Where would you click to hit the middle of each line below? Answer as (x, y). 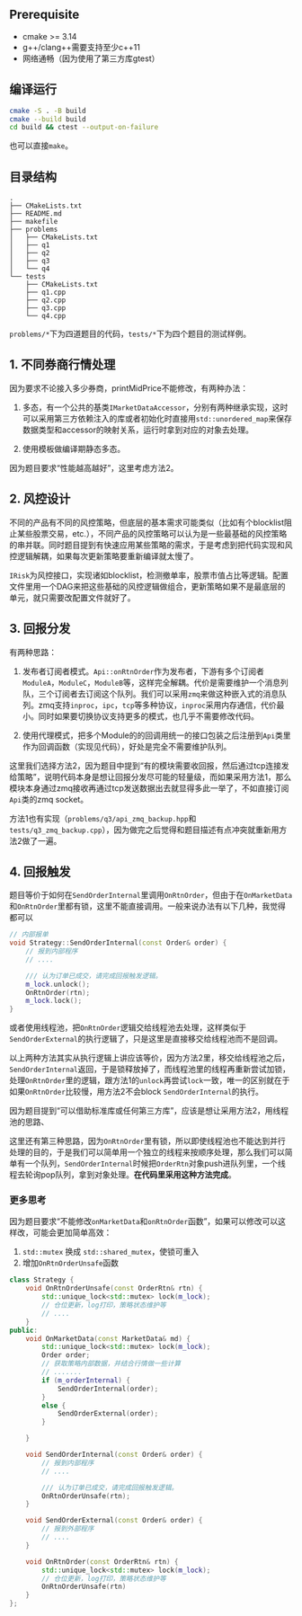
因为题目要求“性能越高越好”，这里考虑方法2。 (94, 467)
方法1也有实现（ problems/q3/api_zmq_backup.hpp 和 (103, 818)
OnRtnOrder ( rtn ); (58, 992)
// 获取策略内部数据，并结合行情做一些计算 (111, 1364)
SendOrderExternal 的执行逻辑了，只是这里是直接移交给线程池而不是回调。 (146, 1039)
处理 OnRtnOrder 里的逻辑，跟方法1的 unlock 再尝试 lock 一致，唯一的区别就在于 (150, 1080)
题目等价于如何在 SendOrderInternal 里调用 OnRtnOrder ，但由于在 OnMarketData (151, 895)
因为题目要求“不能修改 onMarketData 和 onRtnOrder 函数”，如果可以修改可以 (144, 1221)
